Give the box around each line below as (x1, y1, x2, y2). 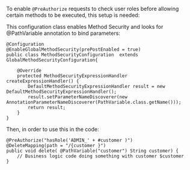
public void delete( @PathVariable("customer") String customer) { (6, 148, 179, 154)
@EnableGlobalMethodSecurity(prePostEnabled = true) (6, 46, 141, 52)
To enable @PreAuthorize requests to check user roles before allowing (6, 5, 179, 12)
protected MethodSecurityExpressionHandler (17, 73, 128, 79)
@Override (17, 68, 42, 74)
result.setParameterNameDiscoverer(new (28, 94, 128, 100)
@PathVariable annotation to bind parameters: (6, 30, 120, 37)
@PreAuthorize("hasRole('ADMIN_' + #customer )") (6, 137, 133, 143)
